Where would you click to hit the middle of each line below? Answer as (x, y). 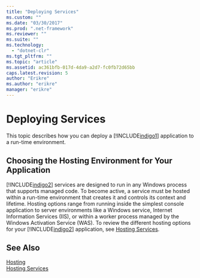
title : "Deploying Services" (43, 12)
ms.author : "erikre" (32, 84)
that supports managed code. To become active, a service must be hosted (98, 191)
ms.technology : (25, 45)
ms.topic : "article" (32, 62)
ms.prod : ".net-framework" (40, 28)
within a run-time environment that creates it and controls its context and (96, 197)
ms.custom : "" (24, 17)
